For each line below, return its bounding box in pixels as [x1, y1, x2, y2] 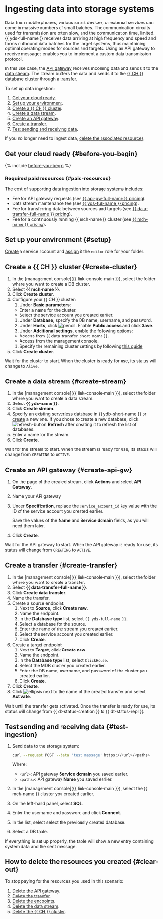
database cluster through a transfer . [5, 76, 77, 82]
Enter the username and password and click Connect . [12, 809, 121, 815]
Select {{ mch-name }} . [12, 286, 61, 292]
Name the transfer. [12, 595, 50, 601]
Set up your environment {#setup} [5, 236, 112, 244]
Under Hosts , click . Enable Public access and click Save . [19, 322, 154, 328]
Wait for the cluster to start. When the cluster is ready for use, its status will [5, 358, 157, 364]
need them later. [12, 523, 45, 529]
